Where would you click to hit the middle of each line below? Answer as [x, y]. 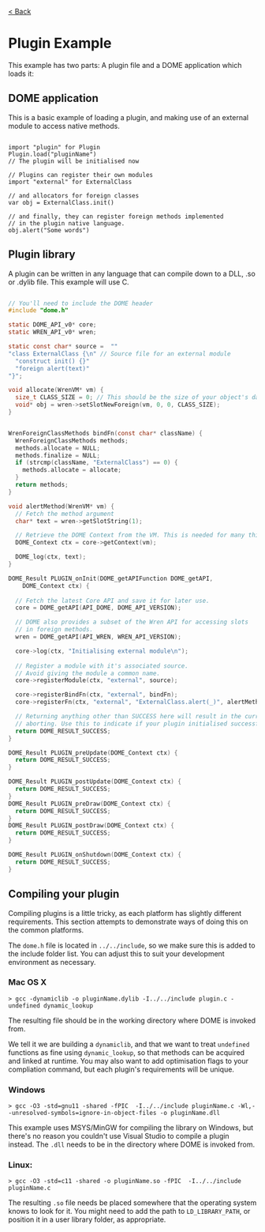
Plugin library [42, 255]
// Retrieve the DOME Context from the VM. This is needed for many [130, 535]
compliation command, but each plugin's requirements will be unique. [121, 1069]
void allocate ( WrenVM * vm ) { [56, 390]
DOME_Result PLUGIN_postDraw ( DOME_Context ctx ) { [91, 826]
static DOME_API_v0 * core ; [52, 325]
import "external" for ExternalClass [70, 182]
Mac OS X [28, 982]
